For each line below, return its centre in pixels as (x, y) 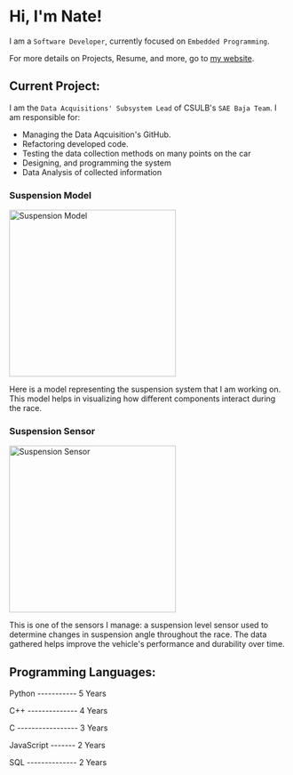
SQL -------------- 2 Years (58, 763)
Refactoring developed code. (75, 143)
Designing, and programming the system (96, 163)
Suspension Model (50, 195)
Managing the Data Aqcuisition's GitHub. (96, 134)
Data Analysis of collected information (92, 172)
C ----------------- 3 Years (59, 728)
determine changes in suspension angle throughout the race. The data (138, 634)
